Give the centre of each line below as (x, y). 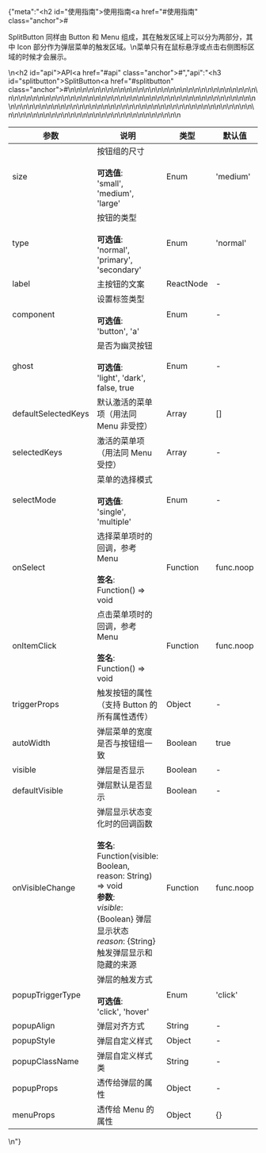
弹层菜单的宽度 (125, 731)
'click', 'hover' (123, 1012)
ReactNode (187, 284)
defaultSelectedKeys (51, 413)
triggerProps (36, 704)
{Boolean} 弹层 (124, 919)
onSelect (29, 567)
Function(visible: (128, 856)
